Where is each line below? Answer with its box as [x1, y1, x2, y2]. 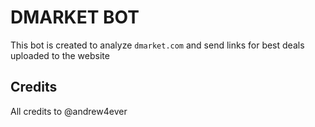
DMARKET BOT [10, 6, 140, 29]
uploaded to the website [10, 49, 110, 61]
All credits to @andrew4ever [10, 105, 128, 117]
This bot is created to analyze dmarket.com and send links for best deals [10, 39, 305, 51]
